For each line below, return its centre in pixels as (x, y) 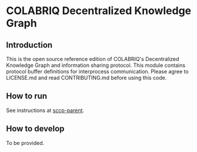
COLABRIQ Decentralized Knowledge (99, 11)
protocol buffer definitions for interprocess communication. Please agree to (98, 71)
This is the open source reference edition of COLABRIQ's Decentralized (93, 59)
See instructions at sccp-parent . (45, 110)
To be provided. (25, 143)
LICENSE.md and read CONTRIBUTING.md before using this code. (86, 78)
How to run (27, 96)
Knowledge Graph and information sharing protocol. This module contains (96, 65)
